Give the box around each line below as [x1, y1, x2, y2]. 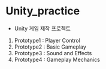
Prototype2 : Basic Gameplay [14, 43, 86, 50]
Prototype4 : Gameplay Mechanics [14, 56, 100, 63]
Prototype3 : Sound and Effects [14, 49, 92, 56]
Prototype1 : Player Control [14, 37, 80, 44]
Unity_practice [5, 4, 80, 18]
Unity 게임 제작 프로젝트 [14, 25, 71, 32]
